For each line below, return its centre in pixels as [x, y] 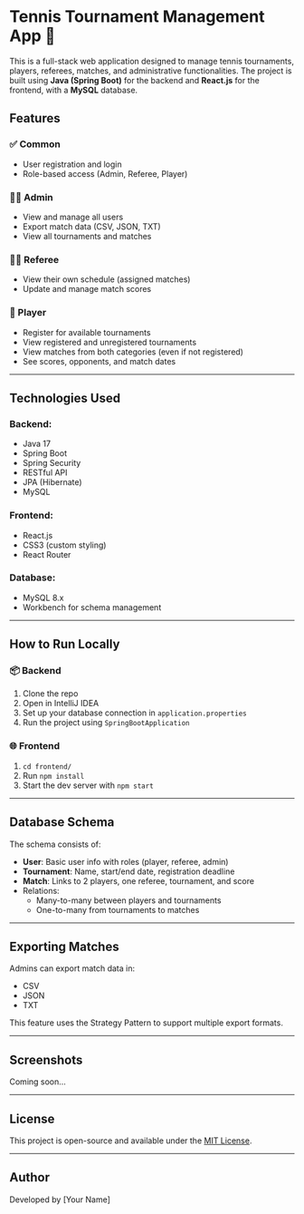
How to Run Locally [65, 644]
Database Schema [62, 822]
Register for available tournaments [86, 332]
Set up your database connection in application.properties [134, 713]
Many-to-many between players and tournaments [128, 900]
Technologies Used [65, 398]
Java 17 [37, 444]
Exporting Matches [64, 946]
